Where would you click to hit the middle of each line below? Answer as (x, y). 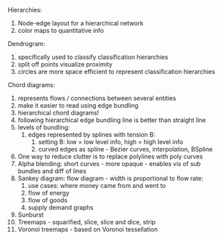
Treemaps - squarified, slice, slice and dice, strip (87, 222)
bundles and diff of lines (52, 171)
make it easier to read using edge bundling (78, 105)
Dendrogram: (26, 44)
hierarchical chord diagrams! (58, 113)
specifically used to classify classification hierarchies (93, 57)
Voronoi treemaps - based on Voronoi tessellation (88, 229)
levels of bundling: (44, 127)
